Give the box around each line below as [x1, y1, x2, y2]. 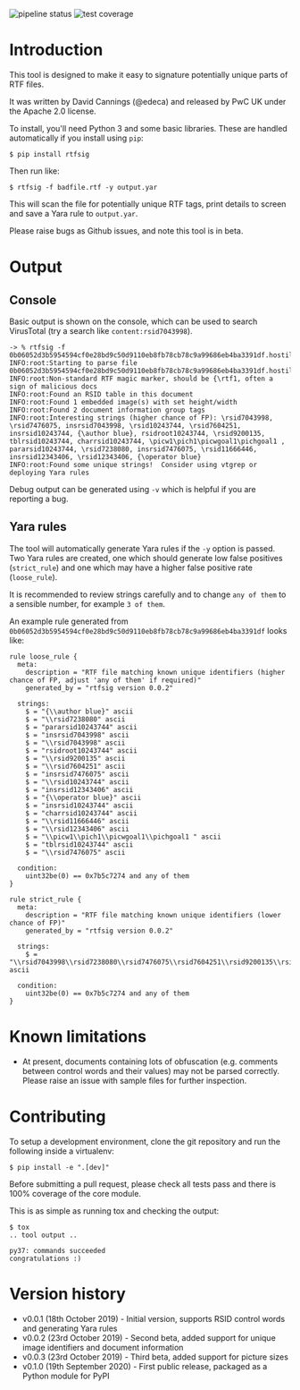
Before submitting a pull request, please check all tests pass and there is [9, 1178, 277, 1190]
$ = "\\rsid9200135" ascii [25, 754, 126, 763]
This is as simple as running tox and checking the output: [9, 1205, 220, 1216]
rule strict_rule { [9, 895, 82, 904]
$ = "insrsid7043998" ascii [25, 730, 129, 739]
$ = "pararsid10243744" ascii [25, 722, 138, 731]
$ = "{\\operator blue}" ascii [25, 793, 142, 802]
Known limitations [9, 1026, 147, 1046]
